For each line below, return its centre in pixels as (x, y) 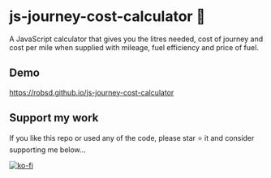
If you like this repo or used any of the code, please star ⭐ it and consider (132, 138)
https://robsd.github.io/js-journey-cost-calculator (92, 92)
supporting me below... (47, 150)
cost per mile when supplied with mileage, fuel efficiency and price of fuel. (134, 47)
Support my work (54, 118)
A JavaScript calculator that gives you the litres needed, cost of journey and (136, 39)
